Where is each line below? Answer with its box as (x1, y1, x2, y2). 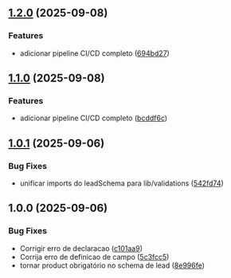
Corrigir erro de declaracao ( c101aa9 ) (19, 243, 143, 253)
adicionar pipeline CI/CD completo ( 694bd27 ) (19, 48, 170, 58)
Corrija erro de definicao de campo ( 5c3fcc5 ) (19, 252, 170, 261)
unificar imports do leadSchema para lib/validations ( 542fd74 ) (19, 178, 225, 188)
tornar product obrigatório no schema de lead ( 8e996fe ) (19, 260, 206, 270)
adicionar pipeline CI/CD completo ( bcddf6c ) (19, 113, 168, 123)
